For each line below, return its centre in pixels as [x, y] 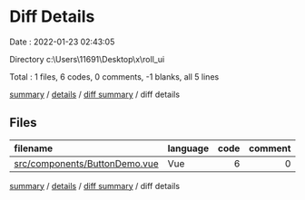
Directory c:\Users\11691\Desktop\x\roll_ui [87, 59]
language [188, 148]
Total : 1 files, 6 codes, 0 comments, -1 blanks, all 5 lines [114, 76]
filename [34, 148]
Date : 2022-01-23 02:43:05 [62, 42]
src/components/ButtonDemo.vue [86, 163]
